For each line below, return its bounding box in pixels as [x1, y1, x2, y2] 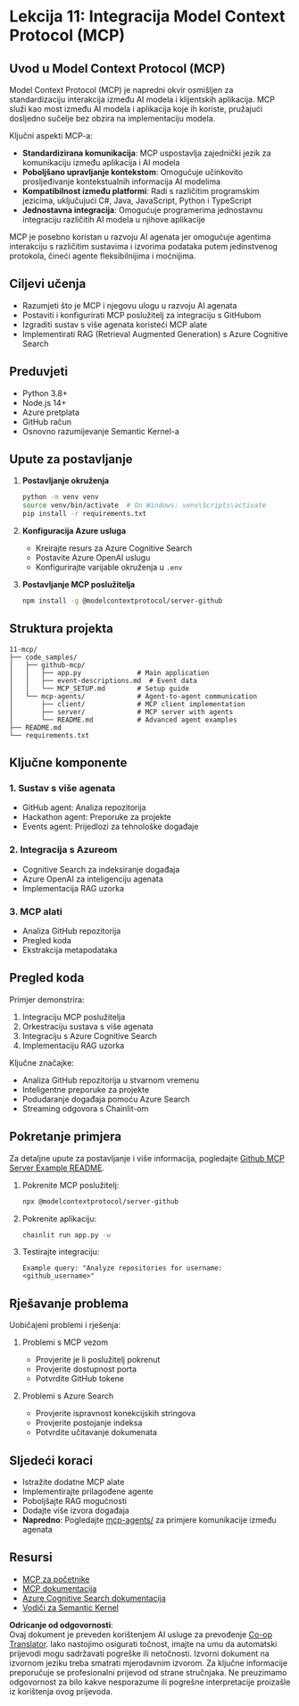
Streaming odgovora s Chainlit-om [21, 1102, 149, 1114]
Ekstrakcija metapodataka [21, 945, 118, 956]
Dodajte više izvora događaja [21, 1505, 129, 1516]
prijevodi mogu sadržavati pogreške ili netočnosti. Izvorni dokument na [9, 1648, 270, 1659]
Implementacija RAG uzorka [21, 883, 125, 893]
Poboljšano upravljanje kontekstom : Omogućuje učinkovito [21, 167, 244, 177]
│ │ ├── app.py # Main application [9, 668, 210, 677]
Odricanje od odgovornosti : [9, 1619, 113, 1630]
